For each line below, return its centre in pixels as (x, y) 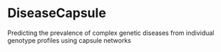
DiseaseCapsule (57, 13)
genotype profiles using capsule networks (70, 40)
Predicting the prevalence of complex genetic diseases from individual (111, 33)
